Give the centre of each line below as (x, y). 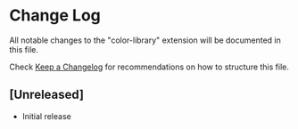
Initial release (46, 116)
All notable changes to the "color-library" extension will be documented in (145, 40)
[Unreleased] (47, 95)
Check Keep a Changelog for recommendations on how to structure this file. (149, 67)
